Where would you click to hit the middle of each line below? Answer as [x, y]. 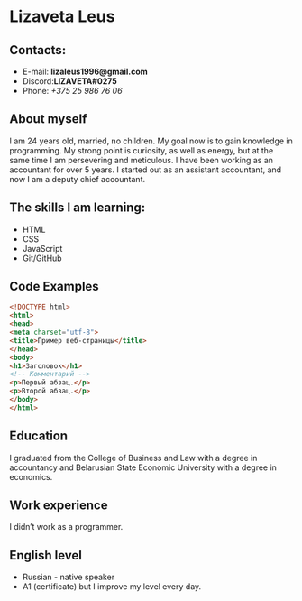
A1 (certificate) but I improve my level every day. [112, 587]
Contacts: [38, 50]
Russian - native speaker [69, 577]
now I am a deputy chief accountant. [78, 179]
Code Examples [54, 287]
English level [46, 555]
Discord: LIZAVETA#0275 [69, 81]
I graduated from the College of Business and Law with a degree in [133, 458]
